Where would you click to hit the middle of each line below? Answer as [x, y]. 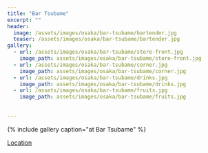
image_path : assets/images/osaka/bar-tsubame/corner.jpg [103, 71]
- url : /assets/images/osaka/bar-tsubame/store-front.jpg [98, 52]
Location [20, 143]
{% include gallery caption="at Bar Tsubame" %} [77, 129]
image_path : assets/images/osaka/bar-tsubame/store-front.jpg [111, 59]
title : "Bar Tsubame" [38, 13]
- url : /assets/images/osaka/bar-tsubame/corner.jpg [91, 65]
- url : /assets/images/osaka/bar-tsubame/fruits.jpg [91, 90]
